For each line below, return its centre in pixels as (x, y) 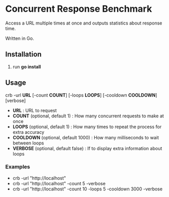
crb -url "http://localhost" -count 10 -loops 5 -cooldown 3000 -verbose (88, 189)
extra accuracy (29, 132)
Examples (18, 167)
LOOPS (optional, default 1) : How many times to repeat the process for (87, 127)
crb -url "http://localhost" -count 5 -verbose (59, 183)
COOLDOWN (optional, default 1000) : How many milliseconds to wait (86, 137)
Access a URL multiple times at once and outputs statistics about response (84, 23)
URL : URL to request (35, 110)
